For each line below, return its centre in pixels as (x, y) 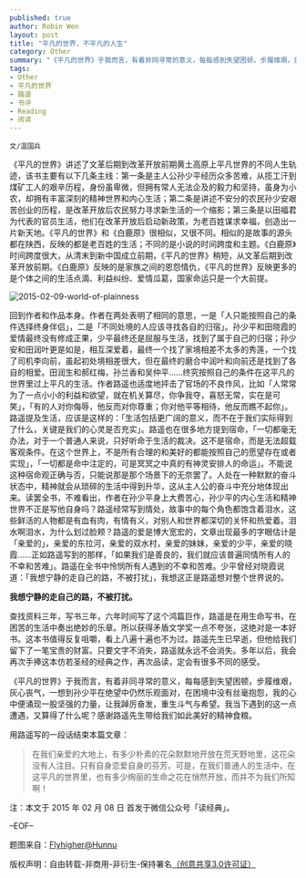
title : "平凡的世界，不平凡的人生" (69, 43)
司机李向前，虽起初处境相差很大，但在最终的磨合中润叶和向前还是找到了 (153, 361)
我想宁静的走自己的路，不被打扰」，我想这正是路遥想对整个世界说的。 (158, 578)
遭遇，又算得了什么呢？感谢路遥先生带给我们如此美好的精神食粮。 (133, 716)
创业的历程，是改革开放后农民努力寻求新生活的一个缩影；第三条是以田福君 (157, 210)
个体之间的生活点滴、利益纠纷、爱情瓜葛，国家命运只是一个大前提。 (145, 278)
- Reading (28, 111)
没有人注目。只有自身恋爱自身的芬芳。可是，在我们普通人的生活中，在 (163, 766)
